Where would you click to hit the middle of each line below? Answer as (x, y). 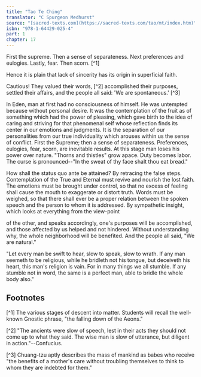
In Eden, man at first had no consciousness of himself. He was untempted (97, 104)
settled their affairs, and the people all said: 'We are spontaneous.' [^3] (93, 93)
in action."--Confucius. (34, 343)
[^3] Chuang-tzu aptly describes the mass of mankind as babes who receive (100, 355)
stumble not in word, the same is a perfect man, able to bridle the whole (95, 273)
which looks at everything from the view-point (63, 211)
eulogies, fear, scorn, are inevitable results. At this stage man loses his (93, 149)
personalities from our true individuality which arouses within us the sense (98, 136)
